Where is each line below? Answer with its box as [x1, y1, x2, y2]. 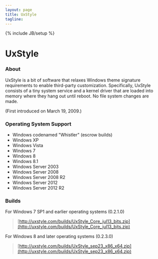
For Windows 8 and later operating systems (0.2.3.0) [5, 233, 114, 239]
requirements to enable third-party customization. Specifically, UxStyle [5, 82, 151, 88]
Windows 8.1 [12, 158, 38, 164]
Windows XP [12, 137, 39, 143]
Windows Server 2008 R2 [12, 174, 66, 180]
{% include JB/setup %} [5, 30, 55, 36]
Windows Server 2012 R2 [12, 185, 65, 191]
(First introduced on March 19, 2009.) [5, 108, 82, 114]
